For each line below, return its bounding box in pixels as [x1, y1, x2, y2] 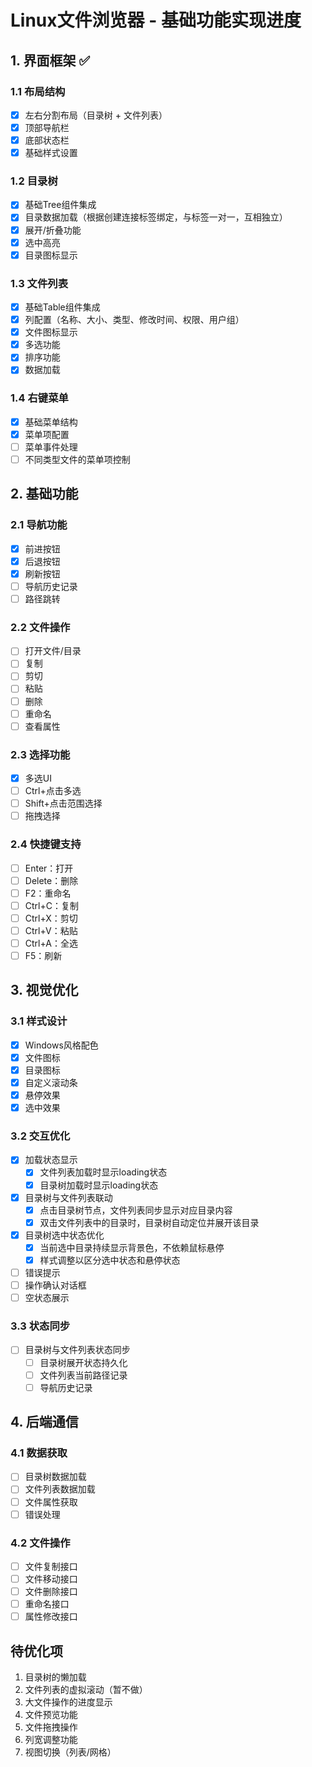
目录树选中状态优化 [24, 1229, 105, 1241]
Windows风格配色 [24, 1039, 99, 1051]
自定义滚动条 [24, 1076, 78, 1088]
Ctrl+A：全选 [24, 937, 78, 949]
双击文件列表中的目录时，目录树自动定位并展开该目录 [39, 1216, 260, 1228]
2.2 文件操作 [10, 620, 71, 634]
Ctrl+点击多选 [24, 785, 82, 797]
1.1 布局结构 [10, 84, 66, 98]
